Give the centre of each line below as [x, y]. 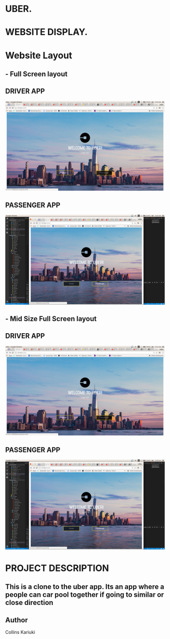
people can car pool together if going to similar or [85, 595]
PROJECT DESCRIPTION [57, 568]
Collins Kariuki [20, 632]
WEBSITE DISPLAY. [47, 32]
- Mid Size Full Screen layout [51, 319]
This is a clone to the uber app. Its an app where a [85, 587]
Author [16, 620]
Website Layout [39, 55]
